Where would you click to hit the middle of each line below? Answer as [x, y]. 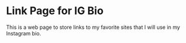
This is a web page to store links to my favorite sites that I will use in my [93, 27]
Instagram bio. [24, 33]
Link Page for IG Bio [55, 11]
